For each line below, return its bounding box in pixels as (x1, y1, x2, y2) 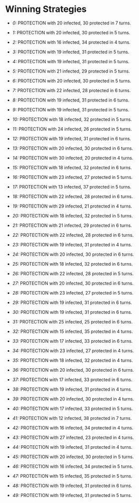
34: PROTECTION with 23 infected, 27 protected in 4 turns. (12, 347, 134, 354)
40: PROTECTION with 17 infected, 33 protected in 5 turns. (12, 405, 133, 411)
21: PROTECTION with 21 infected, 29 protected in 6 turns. (12, 222, 132, 228)
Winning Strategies (5, 3, 87, 15)
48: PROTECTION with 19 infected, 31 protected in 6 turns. (12, 483, 133, 489)
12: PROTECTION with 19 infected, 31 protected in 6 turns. (12, 135, 131, 141)
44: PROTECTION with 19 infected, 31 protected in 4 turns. (12, 444, 133, 450)
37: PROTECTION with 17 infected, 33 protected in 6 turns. (12, 377, 133, 383)
